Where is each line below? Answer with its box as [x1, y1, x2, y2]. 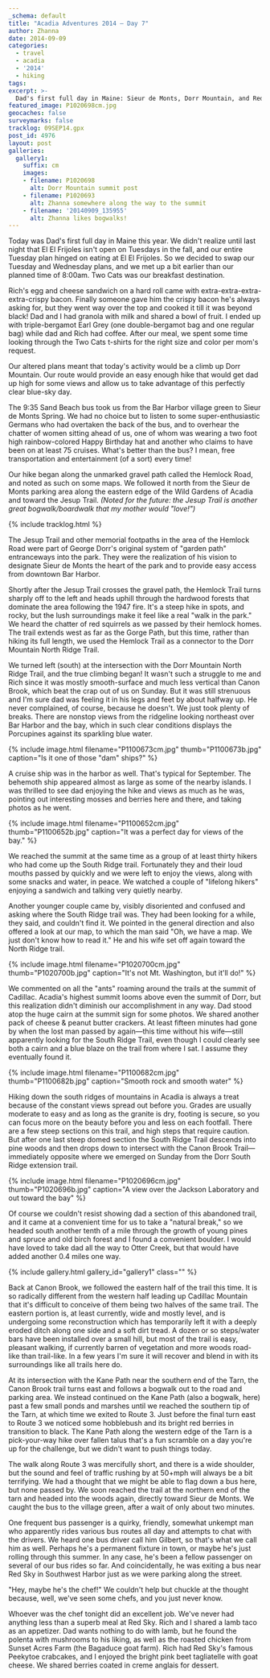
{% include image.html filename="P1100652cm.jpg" [8, 818, 179, 828]
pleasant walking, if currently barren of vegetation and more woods [8, 1343, 231, 1353]
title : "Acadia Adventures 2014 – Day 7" [8, 19, 149, 27]
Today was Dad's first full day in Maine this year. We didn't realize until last [8, 236, 256, 246]
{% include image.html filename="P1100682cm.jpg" [8, 1068, 180, 1078]
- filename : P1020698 [22, 176, 95, 185]
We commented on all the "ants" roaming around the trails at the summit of [8, 984, 256, 993]
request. [8, 346, 36, 355]
